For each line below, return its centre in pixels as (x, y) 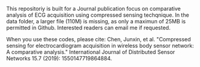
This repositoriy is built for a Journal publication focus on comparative (94, 9)
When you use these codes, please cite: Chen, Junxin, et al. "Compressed (99, 39)
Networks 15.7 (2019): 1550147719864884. (59, 58)
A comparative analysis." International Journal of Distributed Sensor (91, 52)
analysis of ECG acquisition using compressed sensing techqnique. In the (98, 15)
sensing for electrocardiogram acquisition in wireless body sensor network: (100, 45)
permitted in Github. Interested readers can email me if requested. (89, 28)
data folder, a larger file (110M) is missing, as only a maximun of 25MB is (96, 21)
